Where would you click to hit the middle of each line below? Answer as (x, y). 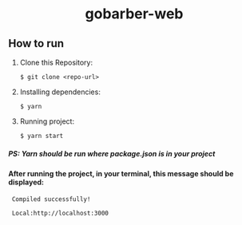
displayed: (26, 182)
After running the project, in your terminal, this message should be (121, 173)
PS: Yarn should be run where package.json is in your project (112, 153)
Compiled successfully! (51, 199)
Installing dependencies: (60, 92)
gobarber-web (134, 14)
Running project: (47, 121)
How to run (36, 43)
